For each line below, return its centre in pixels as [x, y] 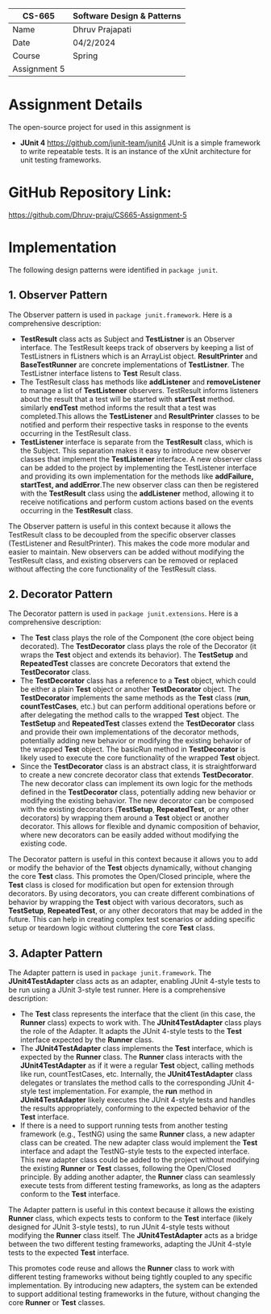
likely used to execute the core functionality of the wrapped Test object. [140, 758]
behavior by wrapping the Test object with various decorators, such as [126, 902]
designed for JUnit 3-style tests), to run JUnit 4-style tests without [119, 1227]
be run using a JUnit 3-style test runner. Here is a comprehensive [117, 990]
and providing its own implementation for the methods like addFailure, [137, 476]
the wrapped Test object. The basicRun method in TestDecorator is [133, 749]
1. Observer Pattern [58, 295]
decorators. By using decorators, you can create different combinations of [132, 893]
